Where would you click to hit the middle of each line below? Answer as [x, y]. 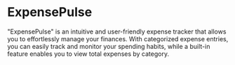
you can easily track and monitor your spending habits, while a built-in [109, 46]
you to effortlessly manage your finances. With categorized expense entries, [118, 38]
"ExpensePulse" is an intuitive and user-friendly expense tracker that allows [117, 31]
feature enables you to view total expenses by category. [88, 54]
